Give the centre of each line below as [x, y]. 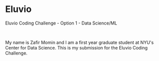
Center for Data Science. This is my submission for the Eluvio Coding [76, 47]
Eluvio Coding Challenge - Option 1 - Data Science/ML [61, 23]
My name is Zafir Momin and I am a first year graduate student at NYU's [79, 42]
